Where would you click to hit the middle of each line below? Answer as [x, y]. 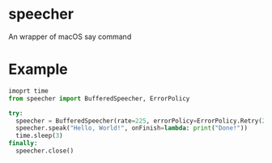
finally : [23, 144]
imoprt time [28, 91]
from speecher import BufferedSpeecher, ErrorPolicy [99, 98]
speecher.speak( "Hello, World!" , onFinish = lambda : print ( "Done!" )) [132, 128]
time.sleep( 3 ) [39, 136]
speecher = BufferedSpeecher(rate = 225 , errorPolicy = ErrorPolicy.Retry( [139, 121]
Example [38, 69]
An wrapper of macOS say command [70, 36]
